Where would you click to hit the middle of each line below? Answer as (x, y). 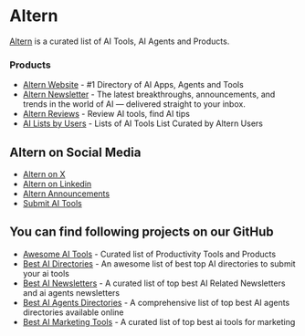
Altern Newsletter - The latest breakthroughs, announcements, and (149, 94)
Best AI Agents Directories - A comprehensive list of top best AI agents (156, 302)
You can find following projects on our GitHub (142, 232)
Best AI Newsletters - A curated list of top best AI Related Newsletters (154, 283)
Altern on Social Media (75, 152)
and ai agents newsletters (71, 292)
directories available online (73, 312)
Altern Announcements (66, 194)
